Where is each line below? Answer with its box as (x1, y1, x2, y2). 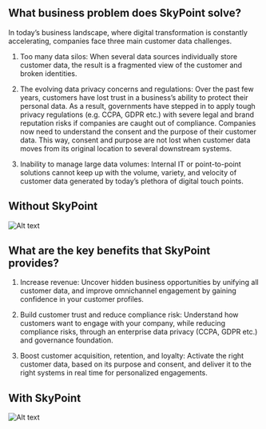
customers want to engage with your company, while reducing (19, 319, 226, 328)
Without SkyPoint (8, 199, 98, 213)
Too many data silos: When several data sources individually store (19, 51, 238, 61)
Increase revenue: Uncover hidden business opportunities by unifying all (19, 278, 259, 287)
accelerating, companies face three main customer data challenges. (8, 36, 232, 46)
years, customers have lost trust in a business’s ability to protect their (19, 92, 249, 102)
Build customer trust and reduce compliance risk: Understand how (19, 310, 239, 319)
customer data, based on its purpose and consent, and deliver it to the (19, 359, 252, 369)
